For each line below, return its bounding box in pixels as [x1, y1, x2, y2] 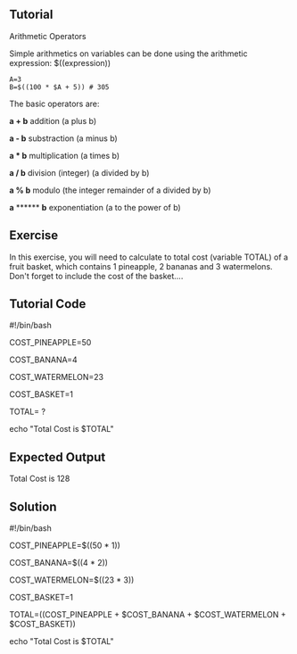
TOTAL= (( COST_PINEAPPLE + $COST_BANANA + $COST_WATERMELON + [9, 609, 287, 620]
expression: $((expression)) [9, 57, 111, 68]
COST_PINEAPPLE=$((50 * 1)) [9, 540, 120, 551]
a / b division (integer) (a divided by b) [9, 167, 150, 178]
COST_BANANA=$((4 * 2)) [9, 558, 109, 568]
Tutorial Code [9, 296, 87, 311]
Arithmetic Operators [9, 30, 87, 41]
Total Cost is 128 [9, 473, 70, 484]
